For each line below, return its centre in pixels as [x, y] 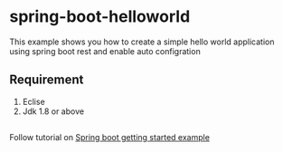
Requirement [47, 80]
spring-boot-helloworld [100, 17]
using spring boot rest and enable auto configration [105, 51]
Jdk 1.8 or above [53, 111]
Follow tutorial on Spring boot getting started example [110, 138]
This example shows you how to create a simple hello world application [142, 42]
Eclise [33, 101]
